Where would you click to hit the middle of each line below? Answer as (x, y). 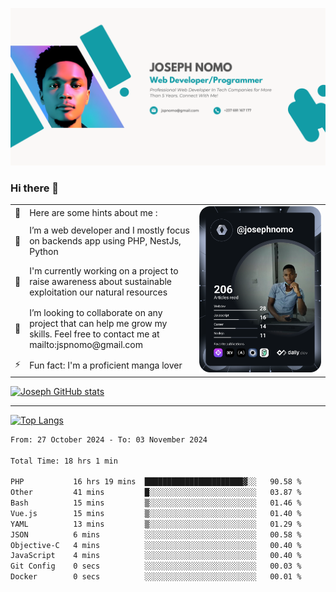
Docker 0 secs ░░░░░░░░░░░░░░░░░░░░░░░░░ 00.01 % (156, 577)
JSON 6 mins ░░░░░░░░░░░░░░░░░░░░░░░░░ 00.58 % (156, 534)
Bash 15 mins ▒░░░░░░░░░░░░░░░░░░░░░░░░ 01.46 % (156, 503)
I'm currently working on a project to (104, 271)
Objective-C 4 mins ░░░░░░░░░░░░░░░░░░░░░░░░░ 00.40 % (156, 545)
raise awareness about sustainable (101, 282)
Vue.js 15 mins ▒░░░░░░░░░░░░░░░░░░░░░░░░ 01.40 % (156, 513)
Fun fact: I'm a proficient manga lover (106, 365)
